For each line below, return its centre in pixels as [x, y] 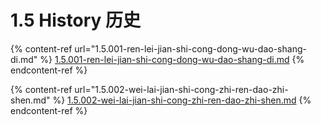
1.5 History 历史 [75, 20]
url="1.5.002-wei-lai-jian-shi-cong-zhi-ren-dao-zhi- [181, 89]
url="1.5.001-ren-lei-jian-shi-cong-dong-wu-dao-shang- [190, 48]
